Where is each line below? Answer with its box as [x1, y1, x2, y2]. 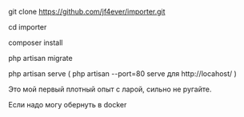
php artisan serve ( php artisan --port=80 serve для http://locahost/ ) [8, 69, 238, 79]
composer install [8, 38, 63, 47]
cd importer [8, 22, 47, 31]
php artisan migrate [8, 54, 74, 63]
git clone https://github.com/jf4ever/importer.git [8, 7, 166, 16]
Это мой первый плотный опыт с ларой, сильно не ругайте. [8, 84, 212, 94]
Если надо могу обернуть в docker [8, 100, 127, 109]
